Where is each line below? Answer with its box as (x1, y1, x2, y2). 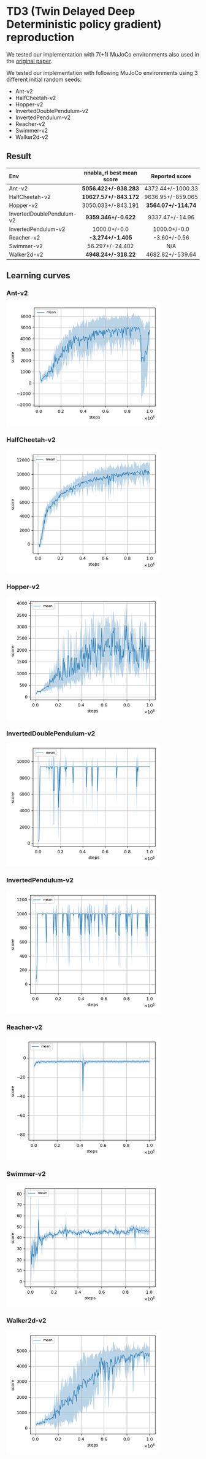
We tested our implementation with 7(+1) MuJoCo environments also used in (6, 50, 199, 58)
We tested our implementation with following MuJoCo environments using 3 (6, 69, 198, 76)
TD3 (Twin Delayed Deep (6, 4, 135, 18)
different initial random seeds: (6, 76, 82, 83)
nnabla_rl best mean (83, 169, 138, 176)
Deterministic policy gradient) (6, 17, 162, 31)
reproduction (6, 31, 75, 44)
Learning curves (6, 270, 71, 281)
